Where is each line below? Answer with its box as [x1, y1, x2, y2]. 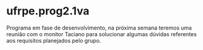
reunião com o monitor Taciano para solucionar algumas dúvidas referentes [6, 30, 197, 37]
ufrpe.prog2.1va [6, 4, 90, 18]
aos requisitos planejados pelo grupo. [6, 37, 102, 44]
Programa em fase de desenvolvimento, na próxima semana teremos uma [6, 24, 192, 31]
